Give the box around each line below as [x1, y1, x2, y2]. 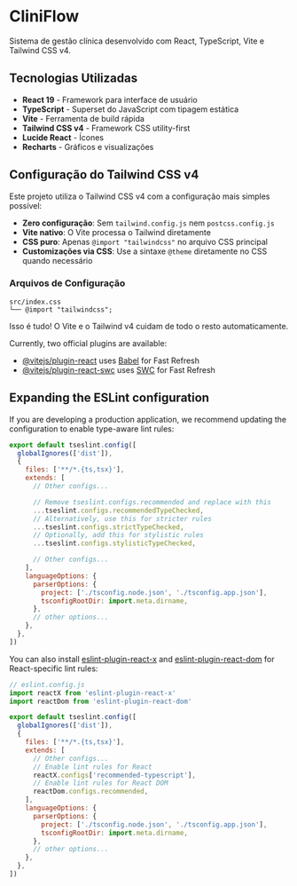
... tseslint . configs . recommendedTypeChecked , [32, 506, 204, 515]
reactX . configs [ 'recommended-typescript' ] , [32, 771, 197, 779]
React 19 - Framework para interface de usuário [21, 94, 198, 105]
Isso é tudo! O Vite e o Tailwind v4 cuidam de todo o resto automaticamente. [9, 320, 289, 331]
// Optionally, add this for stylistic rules [32, 531, 204, 540]
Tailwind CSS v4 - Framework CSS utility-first [21, 123, 191, 133]
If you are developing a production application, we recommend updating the [9, 414, 286, 424]
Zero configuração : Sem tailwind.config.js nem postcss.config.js [21, 218, 275, 228]
